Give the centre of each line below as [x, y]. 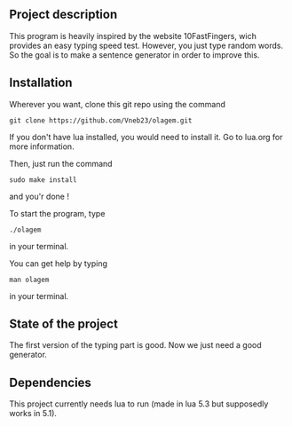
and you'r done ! [39, 196]
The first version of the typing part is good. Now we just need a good [135, 345]
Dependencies [50, 382]
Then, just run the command [61, 163]
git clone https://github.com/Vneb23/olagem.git [101, 120]
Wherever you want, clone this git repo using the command [118, 104]
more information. [42, 146]
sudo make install [43, 180]
